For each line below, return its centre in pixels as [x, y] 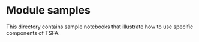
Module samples [49, 10]
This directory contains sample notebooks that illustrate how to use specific [100, 27]
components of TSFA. [33, 33]
